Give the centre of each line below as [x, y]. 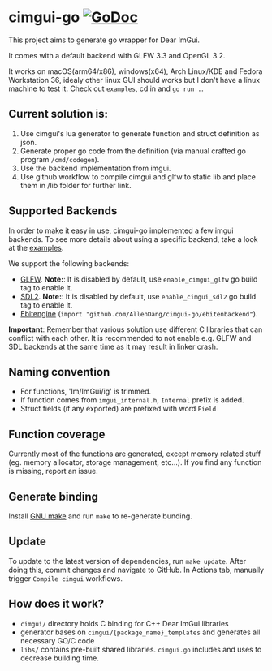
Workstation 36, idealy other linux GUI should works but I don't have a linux [134, 80]
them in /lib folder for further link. [76, 185]
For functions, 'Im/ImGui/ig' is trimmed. [86, 391]
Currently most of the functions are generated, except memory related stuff [135, 454]
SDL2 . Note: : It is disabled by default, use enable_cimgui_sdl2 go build [138, 296]
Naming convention [59, 372]
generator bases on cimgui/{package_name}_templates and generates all [140, 632]
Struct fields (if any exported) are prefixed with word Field [118, 409]
